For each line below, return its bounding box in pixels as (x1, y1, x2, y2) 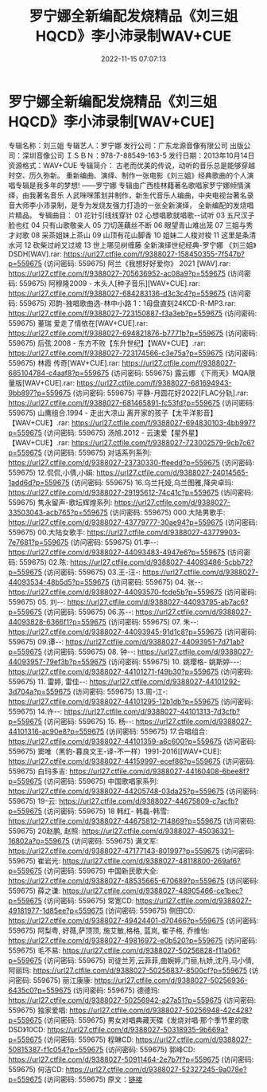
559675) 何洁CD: (8, 1064, 64, 1074)
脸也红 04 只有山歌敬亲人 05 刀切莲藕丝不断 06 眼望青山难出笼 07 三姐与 (8, 220, 246, 229)
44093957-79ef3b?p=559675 (8, 656, 107, 666)
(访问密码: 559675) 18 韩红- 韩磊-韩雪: (43, 806, 169, 816)
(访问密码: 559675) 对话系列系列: (43, 448, 153, 457)
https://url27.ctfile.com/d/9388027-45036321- (82, 826, 234, 836)
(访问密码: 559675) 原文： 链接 (43, 1074, 143, 1084)
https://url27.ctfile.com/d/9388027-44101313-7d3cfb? (64, 706, 241, 716)
